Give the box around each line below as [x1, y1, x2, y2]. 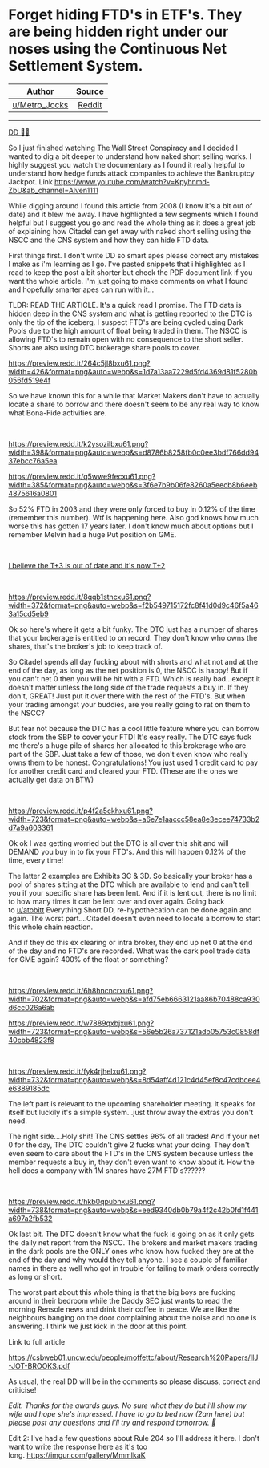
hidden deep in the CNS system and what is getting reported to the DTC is [8, 309, 253, 318]
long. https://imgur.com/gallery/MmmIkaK [8, 1450, 146, 1460]
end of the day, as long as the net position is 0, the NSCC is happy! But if [8, 665, 248, 675]
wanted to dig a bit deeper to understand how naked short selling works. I [8, 151, 252, 161]
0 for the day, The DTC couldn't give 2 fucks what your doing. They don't [8, 1140, 250, 1150]
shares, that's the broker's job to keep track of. [8, 641, 163, 651]
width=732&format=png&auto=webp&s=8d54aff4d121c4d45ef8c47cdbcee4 [8, 1074, 261, 1084]
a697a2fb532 [8, 1213, 53, 1223]
